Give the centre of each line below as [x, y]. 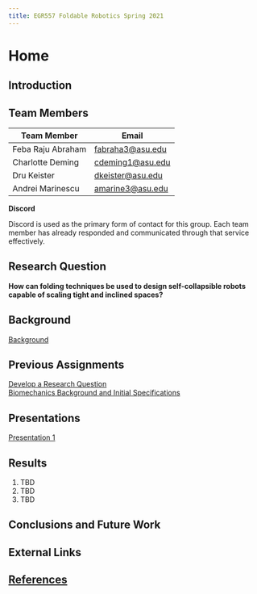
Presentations [44, 418]
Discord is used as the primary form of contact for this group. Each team [129, 224]
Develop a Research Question [58, 384]
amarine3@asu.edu [131, 189]
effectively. [27, 241]
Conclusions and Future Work [85, 525]
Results [28, 463]
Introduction [40, 86]
